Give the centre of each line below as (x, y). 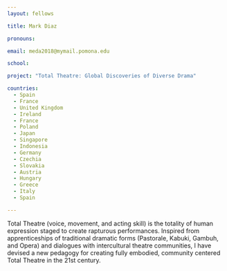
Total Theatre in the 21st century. (54, 260)
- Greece (26, 185)
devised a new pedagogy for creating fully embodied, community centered (114, 252)
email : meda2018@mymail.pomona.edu (58, 51)
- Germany (27, 153)
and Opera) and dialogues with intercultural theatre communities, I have (109, 245)
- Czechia (27, 159)
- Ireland (27, 114)
